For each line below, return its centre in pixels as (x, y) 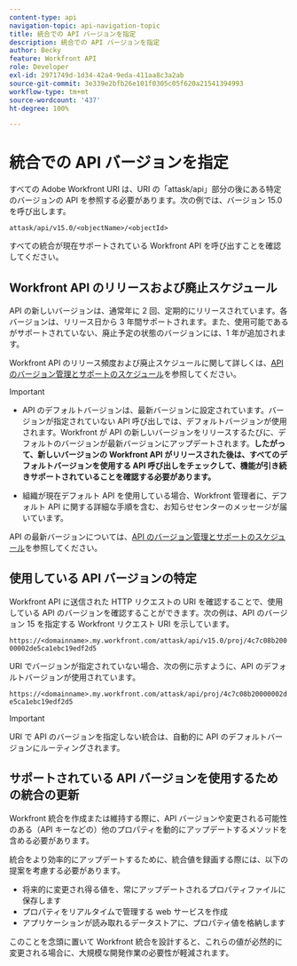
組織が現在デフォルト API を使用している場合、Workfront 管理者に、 (147, 495)
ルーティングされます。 (82, 747)
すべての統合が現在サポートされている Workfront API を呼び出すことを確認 (145, 246)
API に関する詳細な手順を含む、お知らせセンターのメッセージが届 (168, 507)
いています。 (45, 518)
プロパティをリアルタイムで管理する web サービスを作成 (125, 911)
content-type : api (43, 17)
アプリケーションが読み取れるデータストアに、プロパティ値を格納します (154, 922)
